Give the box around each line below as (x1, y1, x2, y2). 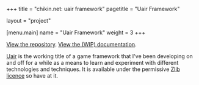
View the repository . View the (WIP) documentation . (6, 41, 137, 48)
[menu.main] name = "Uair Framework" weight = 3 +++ (6, 29, 146, 36)
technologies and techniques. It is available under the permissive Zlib (6, 65, 180, 73)
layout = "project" (6, 17, 51, 24)
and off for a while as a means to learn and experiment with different (6, 59, 179, 66)
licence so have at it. (6, 72, 59, 79)
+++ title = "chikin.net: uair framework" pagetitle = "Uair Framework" (6, 6, 180, 12)
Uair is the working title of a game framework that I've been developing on (6, 53, 194, 60)
